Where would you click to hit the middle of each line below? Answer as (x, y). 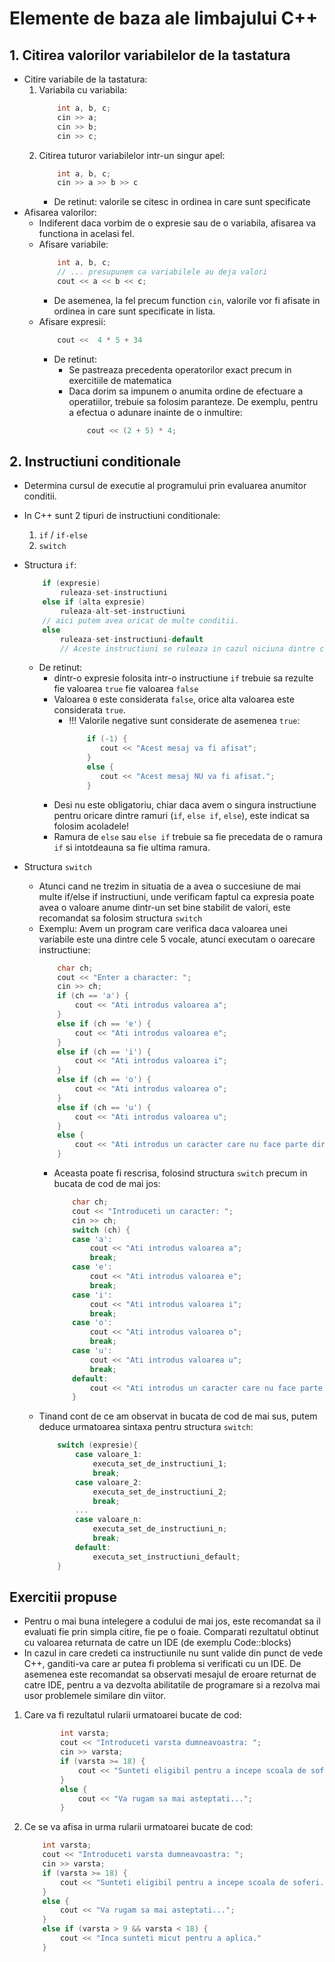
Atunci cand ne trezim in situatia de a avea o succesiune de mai (169, 886)
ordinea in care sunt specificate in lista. (134, 311)
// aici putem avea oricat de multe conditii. (141, 620)
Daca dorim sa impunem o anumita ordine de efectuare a (186, 391)
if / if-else (63, 535)
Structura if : (50, 565)
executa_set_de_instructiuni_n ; (160, 1529)
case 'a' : (92, 1239)
